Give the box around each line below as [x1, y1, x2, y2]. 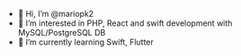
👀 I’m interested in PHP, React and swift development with [17, 18, 233, 28]
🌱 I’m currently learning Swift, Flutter [17, 36, 155, 47]
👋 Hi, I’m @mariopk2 [17, 9, 94, 19]
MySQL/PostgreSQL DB [17, 28, 106, 37]
